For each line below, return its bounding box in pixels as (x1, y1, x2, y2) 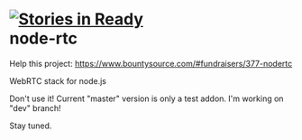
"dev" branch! (9, 102, 61, 113)
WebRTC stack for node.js (9, 75, 106, 86)
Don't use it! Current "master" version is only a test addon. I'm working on (9, 93, 284, 104)
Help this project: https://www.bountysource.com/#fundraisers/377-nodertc (9, 58, 293, 69)
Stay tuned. (9, 120, 52, 131)
